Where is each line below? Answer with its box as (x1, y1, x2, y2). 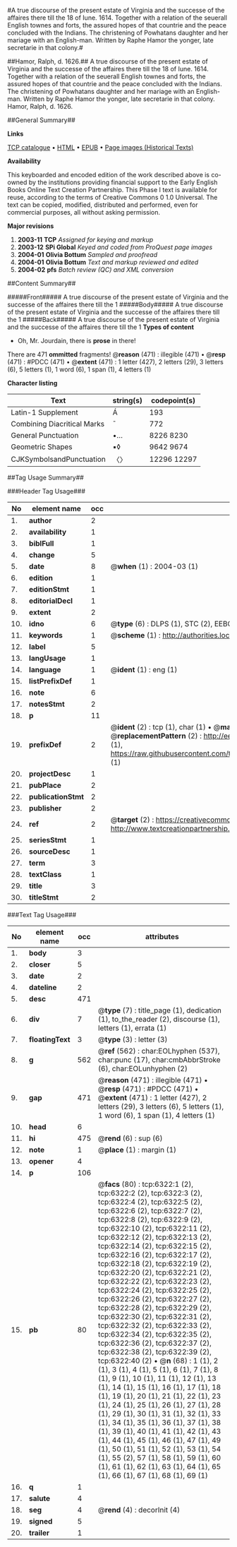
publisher (29, 804, 62, 813)
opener (29, 1157, 54, 1166)
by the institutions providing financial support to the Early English (28, 178, 218, 186)
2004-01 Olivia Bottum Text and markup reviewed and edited (17, 258, 199, 266)
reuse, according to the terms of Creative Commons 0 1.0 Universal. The (7, 193, 218, 201)
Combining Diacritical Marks (11, 419, 104, 429)
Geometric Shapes (11, 442, 73, 451)
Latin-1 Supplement (11, 407, 79, 417)
